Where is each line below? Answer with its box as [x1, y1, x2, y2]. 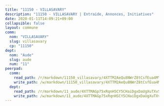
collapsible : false [5, 21, 45, 26]
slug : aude [9, 57, 32, 62]
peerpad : [5, 66, 23, 71]
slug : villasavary [9, 39, 47, 44]
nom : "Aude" [9, 52, 34, 58]
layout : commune [5, 25, 38, 30]
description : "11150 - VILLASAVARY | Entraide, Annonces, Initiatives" [5, 12, 154, 17]
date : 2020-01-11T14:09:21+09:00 [5, 16, 73, 21]
